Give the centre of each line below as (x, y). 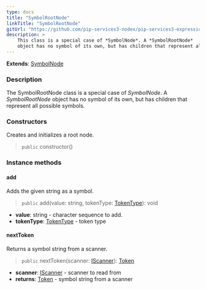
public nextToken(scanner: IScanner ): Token (78, 260)
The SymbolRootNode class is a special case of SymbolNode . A (87, 93)
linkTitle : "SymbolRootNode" (44, 23)
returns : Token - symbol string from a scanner (74, 279)
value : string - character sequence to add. (69, 214)
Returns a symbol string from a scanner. (57, 249)
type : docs (20, 12)
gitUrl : (16, 29)
